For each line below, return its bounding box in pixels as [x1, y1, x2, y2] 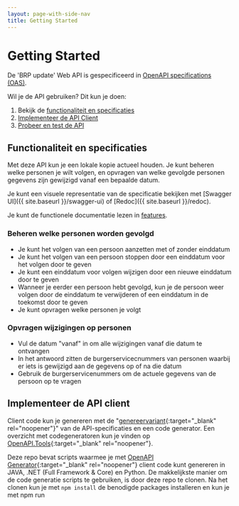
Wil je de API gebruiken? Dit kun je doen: [7, 92, 127, 101]
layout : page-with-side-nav [7, 10, 91, 18]
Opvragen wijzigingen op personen [7, 323, 132, 333]
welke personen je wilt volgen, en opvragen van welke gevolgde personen [7, 168, 225, 177]
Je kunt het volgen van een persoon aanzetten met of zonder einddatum [17, 244, 230, 253]
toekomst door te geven [17, 298, 88, 306]
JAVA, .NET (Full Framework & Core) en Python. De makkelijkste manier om [7, 468, 228, 476]
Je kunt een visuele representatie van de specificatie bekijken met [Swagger [7, 190, 232, 198]
